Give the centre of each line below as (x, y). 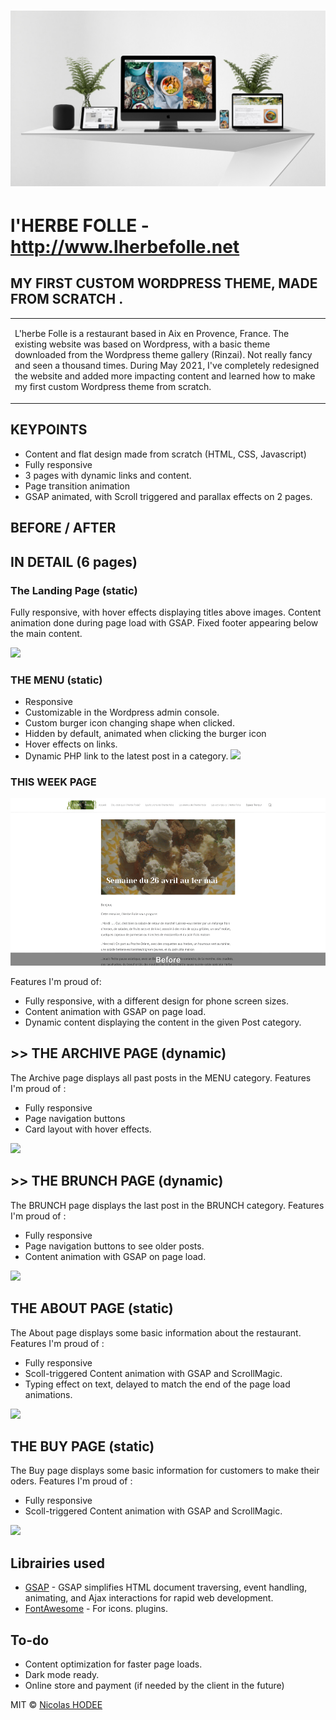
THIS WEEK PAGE (53, 782)
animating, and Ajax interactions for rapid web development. (149, 1598)
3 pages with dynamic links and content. (108, 475)
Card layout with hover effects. (88, 1129)
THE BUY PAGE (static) (82, 1446)
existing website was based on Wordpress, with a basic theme (142, 344)
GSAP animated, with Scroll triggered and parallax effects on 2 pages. (168, 496)
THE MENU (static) (56, 680)
